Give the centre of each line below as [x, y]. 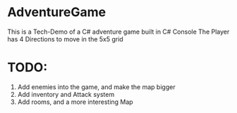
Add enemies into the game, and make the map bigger [96, 87]
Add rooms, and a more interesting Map [75, 102]
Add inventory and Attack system [66, 94]
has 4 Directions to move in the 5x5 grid [65, 39]
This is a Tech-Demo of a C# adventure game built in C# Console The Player [119, 32]
